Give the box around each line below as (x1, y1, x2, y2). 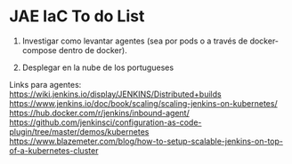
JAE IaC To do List (9, 6, 145, 27)
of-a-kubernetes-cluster (9, 144, 99, 156)
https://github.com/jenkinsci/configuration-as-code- (9, 117, 202, 128)
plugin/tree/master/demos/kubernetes (9, 126, 150, 137)
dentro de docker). (58, 44, 127, 55)
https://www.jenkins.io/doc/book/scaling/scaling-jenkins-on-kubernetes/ (9, 98, 278, 108)
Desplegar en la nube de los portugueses (21, 62, 174, 73)
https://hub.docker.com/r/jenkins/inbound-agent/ (9, 107, 190, 118)
